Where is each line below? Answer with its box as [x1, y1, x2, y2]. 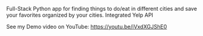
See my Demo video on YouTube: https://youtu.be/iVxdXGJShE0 [6, 23, 167, 30]
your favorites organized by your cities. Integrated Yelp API [6, 11, 153, 19]
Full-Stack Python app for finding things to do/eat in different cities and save [6, 5, 198, 12]
